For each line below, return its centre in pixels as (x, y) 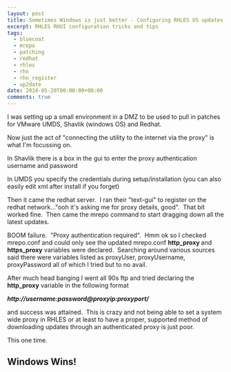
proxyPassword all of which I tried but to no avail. (77, 264)
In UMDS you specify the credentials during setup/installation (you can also (114, 179)
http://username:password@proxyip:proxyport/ (78, 299)
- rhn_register (35, 78)
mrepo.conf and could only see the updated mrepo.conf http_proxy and (110, 242)
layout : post (26, 13)
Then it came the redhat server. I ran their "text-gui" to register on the (107, 200)
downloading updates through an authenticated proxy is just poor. (101, 327)
